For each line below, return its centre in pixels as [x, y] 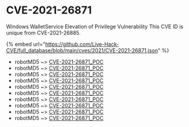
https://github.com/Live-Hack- [82, 44]
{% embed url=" [26, 44]
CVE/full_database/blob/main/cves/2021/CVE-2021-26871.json [82, 50]
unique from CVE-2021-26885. [44, 32]
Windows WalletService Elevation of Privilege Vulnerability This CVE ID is [95, 26]
